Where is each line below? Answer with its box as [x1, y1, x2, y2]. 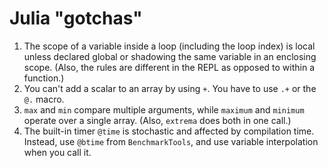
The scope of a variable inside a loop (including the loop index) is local [23, 40, 316, 52]
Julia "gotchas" [9, 7, 143, 30]
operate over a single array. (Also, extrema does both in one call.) [23, 114, 292, 126]
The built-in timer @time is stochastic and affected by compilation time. [23, 125, 315, 137]
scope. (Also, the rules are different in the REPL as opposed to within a [23, 61, 316, 73]
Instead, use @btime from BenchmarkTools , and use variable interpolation [23, 135, 319, 147]
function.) [23, 72, 65, 84]
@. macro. [23, 93, 65, 105]
